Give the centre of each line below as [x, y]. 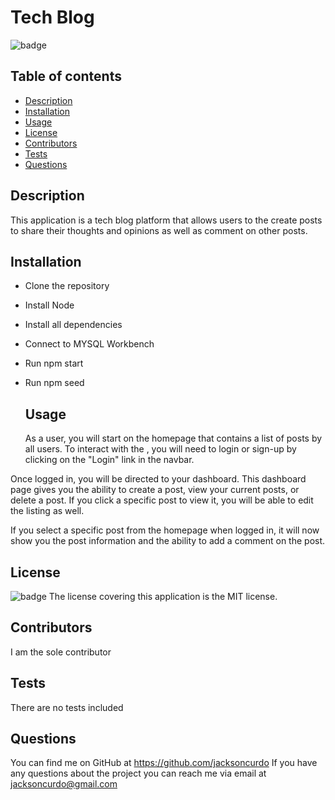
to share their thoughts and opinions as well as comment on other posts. [159, 230]
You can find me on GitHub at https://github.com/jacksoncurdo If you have [164, 763]
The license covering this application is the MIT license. [163, 596]
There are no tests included [67, 707]
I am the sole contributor [61, 652]
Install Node [49, 305]
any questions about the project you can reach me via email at [138, 773]
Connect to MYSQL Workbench [89, 344]
